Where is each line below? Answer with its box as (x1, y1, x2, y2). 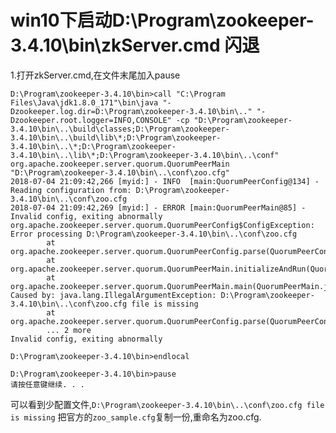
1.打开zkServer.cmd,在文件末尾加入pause (10, 69, 181, 81)
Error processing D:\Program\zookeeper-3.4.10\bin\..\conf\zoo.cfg (10, 229, 298, 239)
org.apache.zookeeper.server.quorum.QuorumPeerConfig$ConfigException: (10, 220, 315, 230)
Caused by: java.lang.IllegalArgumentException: (10, 290, 217, 300)
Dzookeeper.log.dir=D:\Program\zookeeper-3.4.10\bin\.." (10, 106, 253, 116)
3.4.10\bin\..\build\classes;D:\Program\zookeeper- (10, 124, 230, 134)
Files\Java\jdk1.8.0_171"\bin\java (10, 97, 159, 108)
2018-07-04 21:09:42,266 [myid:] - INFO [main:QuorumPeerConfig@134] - (10, 176, 320, 186)
